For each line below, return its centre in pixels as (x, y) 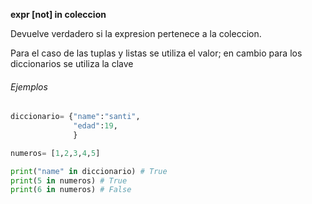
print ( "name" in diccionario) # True (89, 171)
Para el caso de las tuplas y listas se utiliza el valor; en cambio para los (156, 53)
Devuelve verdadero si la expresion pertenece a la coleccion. (136, 33)
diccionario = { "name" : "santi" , (75, 117)
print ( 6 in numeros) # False (71, 190)
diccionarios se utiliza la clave (72, 63)
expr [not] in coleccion (58, 14)
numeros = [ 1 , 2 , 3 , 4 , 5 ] (55, 153)
